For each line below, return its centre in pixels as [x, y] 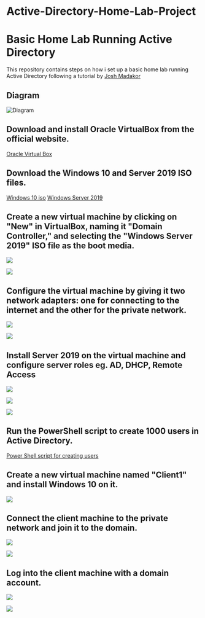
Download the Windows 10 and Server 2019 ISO [99, 173]
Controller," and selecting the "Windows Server [99, 236]
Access [21, 374]
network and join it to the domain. [72, 528]
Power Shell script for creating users [52, 455]
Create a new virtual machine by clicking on [92, 217]
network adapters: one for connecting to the [93, 300]
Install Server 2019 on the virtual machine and [96, 355]
